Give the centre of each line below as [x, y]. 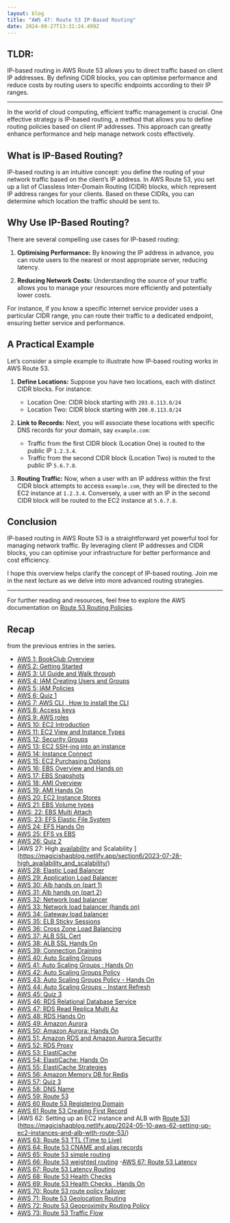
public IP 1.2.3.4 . [52, 451]
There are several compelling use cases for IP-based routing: [93, 239]
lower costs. [34, 295]
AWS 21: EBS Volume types [55, 805]
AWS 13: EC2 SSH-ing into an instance [71, 747]
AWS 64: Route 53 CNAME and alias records [80, 1148]
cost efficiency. [29, 560]
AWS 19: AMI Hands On [50, 790]
